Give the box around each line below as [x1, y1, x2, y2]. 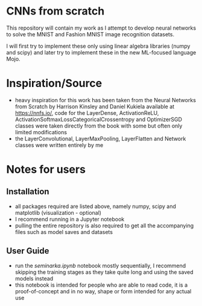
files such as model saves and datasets [14, 228, 113, 235]
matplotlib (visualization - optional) [14, 209, 101, 216]
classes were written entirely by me [14, 141, 104, 149]
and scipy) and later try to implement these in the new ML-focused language [6, 48, 197, 56]
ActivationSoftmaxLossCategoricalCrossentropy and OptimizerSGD [14, 116, 183, 123]
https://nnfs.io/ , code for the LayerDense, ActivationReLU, [14, 109, 159, 116]
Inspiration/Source [6, 77, 103, 90]
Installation [6, 186, 49, 197]
